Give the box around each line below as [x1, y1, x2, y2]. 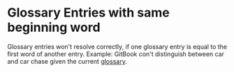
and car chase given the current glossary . [7, 57, 127, 65]
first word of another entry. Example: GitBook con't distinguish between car [7, 50, 225, 58]
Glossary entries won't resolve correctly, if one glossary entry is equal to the [7, 42, 228, 51]
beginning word [7, 19, 101, 35]
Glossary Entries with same [7, 5, 170, 21]
